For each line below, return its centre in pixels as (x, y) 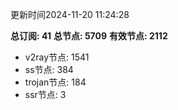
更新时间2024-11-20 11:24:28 (70, 14)
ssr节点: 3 (45, 94)
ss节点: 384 (49, 69)
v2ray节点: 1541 (57, 57)
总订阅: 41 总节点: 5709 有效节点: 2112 (89, 36)
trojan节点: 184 (55, 82)
